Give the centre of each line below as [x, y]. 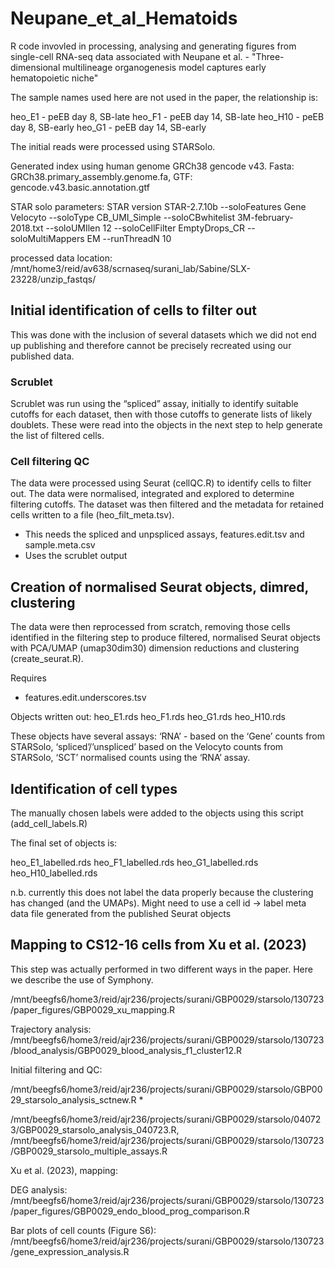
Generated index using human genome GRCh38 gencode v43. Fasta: [152, 166]
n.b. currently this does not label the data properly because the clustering [162, 892]
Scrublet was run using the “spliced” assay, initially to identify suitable [154, 404]
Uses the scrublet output [76, 556]
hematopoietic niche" [54, 78]
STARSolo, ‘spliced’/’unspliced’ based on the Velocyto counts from [147, 747]
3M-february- [265, 217]
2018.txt [27, 228]
